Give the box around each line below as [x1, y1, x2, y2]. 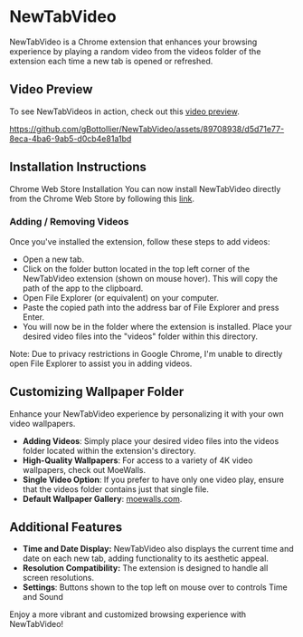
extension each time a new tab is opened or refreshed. [9, 55, 213, 66]
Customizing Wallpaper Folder [9, 384, 185, 400]
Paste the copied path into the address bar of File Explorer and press [22, 302, 279, 313]
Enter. [22, 311, 45, 323]
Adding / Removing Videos [9, 216, 129, 228]
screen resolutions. [22, 573, 95, 584]
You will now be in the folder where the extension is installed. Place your [22, 321, 292, 332]
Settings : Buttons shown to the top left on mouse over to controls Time [22, 582, 288, 593]
